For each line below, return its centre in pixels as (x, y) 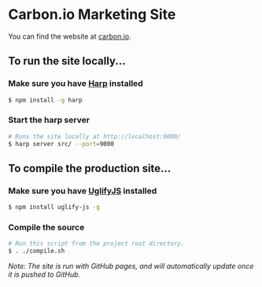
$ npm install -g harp (45, 100)
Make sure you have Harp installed (76, 84)
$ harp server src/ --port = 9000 (61, 143)
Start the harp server (49, 120)
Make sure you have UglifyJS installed (83, 191)
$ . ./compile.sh (37, 251)
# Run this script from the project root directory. (96, 244)
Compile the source (46, 228)
